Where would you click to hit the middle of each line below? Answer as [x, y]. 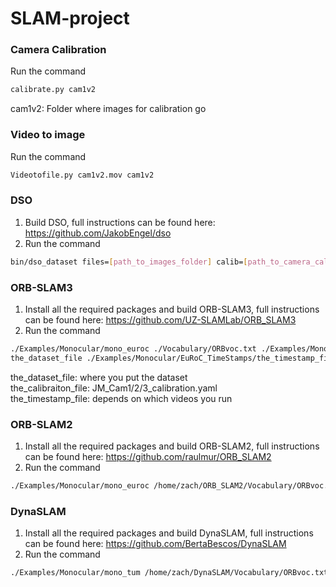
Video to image [48, 135]
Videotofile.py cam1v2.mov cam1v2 [82, 175]
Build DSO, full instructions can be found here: [120, 222]
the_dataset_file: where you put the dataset [99, 377]
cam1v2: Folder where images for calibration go [108, 109]
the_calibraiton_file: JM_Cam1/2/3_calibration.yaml [114, 388]
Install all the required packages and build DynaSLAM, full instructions [169, 533]
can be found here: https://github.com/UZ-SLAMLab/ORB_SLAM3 [160, 320]
